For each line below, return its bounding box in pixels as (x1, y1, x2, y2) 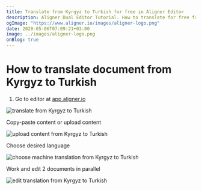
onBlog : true (6, 37, 39, 43)
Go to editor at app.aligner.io (14, 95, 86, 102)
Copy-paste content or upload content (6, 118, 102, 126)
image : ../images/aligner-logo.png (6, 31, 96, 37)
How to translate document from (6, 63, 172, 76)
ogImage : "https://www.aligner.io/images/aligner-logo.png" (6, 20, 161, 26)
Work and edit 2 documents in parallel (6, 165, 100, 172)
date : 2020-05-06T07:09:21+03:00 (6, 25, 90, 32)
